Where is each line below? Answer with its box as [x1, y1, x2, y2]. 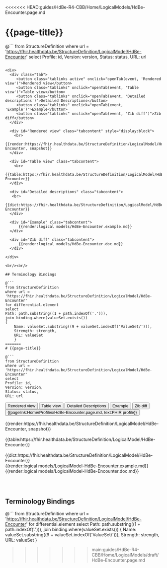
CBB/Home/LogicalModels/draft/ [91, 552, 159, 558]
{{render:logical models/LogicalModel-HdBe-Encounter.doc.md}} [5, 468, 139, 474]
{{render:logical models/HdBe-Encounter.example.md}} [18, 224, 133, 229]
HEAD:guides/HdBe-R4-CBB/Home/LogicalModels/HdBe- [26, 4, 145, 10]
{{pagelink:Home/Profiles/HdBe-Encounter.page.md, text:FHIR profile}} [7, 410, 137, 415]
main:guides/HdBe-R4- [91, 546, 140, 553]
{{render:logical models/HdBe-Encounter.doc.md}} [18, 241, 123, 246]
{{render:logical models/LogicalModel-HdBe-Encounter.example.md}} [5, 463, 149, 469]
